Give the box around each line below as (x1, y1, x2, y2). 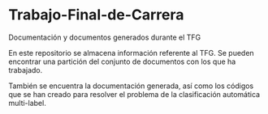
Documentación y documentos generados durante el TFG (8, 32, 201, 42)
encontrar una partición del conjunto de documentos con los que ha (8, 57, 236, 66)
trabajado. (8, 65, 43, 74)
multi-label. (8, 98, 46, 108)
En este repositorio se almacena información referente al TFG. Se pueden (8, 48, 254, 57)
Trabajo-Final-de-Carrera (8, 6, 184, 24)
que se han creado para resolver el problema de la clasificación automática (8, 89, 261, 99)
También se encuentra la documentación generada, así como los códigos (8, 81, 254, 91)
